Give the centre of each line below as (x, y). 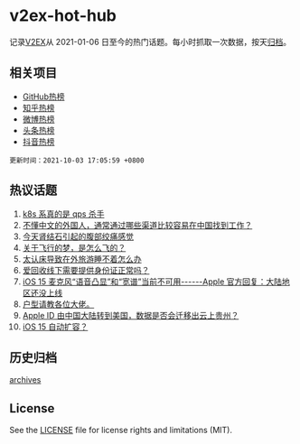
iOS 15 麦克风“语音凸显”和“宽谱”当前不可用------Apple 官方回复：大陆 (152, 282)
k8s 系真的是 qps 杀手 (63, 214)
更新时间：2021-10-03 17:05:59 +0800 (77, 160)
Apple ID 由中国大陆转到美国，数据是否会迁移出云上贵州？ (131, 315)
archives (25, 380)
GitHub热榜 (43, 97)
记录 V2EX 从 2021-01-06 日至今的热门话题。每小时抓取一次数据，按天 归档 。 (150, 42)
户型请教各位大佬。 (58, 304)
